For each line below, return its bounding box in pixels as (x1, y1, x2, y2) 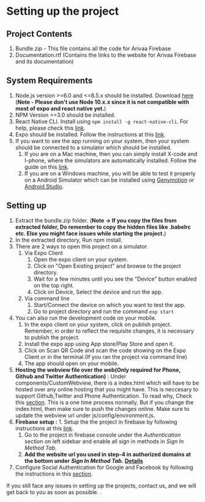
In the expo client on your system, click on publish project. (24, 320, 172, 328)
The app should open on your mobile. (24, 360, 119, 367)
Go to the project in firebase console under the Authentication (24, 431, 181, 438)
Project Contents (6, 29, 72, 39)
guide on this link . (24, 163, 69, 171)
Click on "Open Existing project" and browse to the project (33, 262, 182, 270)
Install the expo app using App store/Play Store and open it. (24, 340, 174, 347)
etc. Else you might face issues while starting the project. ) (15, 229, 166, 237)
